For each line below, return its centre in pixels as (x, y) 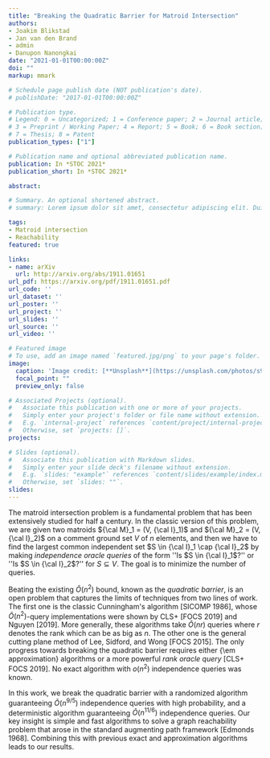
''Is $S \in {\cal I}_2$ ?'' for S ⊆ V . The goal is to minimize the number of (127, 563)
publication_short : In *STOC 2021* (68, 171)
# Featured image (37, 349)
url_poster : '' (34, 304)
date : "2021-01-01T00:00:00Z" (59, 61)
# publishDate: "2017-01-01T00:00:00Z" (75, 97)
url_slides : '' (34, 319)
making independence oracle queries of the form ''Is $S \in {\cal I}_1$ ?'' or (131, 555)
